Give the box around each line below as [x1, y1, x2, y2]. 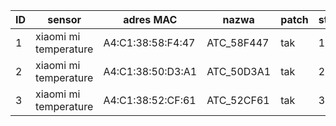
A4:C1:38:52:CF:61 [103, 94, 197, 107]
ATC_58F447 [206, 36, 270, 49]
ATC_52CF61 [206, 94, 270, 107]
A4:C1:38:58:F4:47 [103, 36, 196, 49]
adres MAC [123, 13, 178, 26]
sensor [47, 13, 82, 26]
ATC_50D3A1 [206, 65, 272, 78]
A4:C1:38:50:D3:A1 [103, 65, 198, 78]
